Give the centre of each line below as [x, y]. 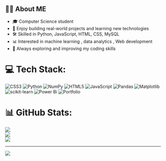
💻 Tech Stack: [36, 69]
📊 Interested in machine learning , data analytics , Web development [82, 41]
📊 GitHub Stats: [39, 112]
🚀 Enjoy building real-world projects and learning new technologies [81, 28]
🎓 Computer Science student [43, 21]
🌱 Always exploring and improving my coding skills [64, 48]
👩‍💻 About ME [26, 9]
